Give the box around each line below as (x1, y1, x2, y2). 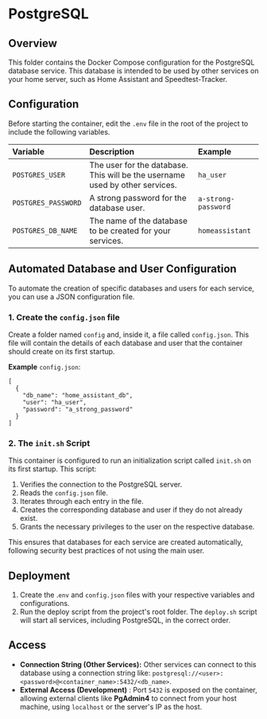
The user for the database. (89, 159, 188, 170)
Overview (8, 37, 58, 50)
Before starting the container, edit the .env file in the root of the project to (8, 119, 249, 128)
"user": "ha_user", (22, 398, 87, 406)
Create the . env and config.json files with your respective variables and (19, 590, 255, 600)
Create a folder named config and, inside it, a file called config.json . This (8, 330, 250, 339)
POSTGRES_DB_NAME (12, 226, 78, 235)
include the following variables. (8, 127, 110, 136)
